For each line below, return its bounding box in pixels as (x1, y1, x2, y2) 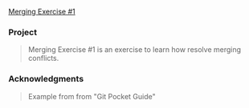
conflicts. (27, 54, 59, 63)
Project (8, 26, 38, 38)
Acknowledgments (8, 74, 84, 85)
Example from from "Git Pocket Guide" (27, 91, 157, 101)
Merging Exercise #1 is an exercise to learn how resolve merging (27, 45, 242, 54)
